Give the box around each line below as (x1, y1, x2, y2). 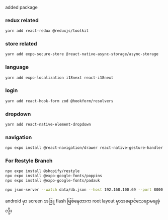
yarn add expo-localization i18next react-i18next (5, 75, 114, 80)
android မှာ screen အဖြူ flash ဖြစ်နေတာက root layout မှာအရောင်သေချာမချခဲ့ (5, 198, 160, 204)
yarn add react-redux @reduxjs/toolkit (5, 28, 89, 33)
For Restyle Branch (5, 157, 53, 164)
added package (5, 5, 38, 10)
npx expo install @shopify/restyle (5, 169, 80, 174)
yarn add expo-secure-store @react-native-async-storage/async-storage (5, 51, 158, 57)
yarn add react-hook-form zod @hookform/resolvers (5, 98, 114, 103)
